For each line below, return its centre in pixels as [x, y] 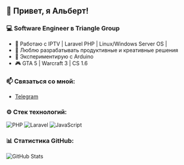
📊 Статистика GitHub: [40, 141]
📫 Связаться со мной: [41, 81]
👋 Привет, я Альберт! [47, 11]
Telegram [27, 96]
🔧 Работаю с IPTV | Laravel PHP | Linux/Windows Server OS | [91, 44]
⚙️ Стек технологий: [37, 112]
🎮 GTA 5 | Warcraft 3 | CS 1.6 [51, 63]
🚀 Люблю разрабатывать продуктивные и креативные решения [96, 50]
